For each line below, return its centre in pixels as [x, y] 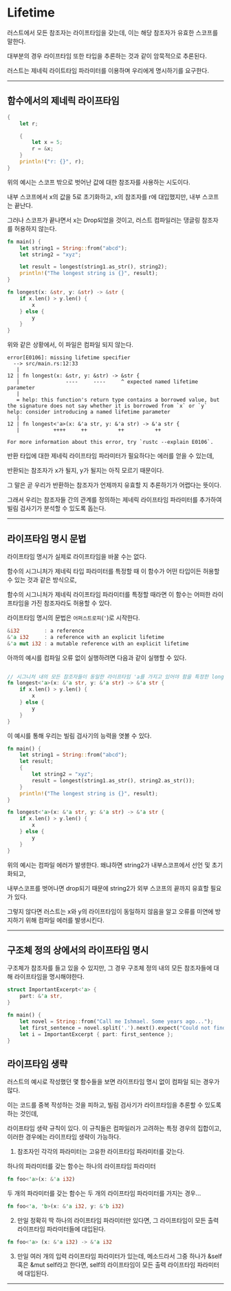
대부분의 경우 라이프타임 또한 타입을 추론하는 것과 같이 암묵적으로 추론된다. [107, 56]
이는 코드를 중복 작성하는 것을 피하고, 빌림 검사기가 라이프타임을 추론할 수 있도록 [114, 1105]
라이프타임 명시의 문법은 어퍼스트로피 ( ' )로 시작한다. [74, 618]
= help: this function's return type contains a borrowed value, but [118, 400]
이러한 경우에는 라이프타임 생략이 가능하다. [64, 1137]
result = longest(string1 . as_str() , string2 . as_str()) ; [113, 780]
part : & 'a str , [41, 996]
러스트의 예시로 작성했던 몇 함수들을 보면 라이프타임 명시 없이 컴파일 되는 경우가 [113, 1082]
